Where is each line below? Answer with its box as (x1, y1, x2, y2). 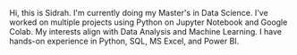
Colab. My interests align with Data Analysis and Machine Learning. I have (9, 27, 282, 36)
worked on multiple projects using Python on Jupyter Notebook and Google (9, 17, 288, 27)
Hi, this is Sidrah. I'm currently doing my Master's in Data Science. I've (9, 8, 268, 18)
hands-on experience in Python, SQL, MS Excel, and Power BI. (9, 35, 240, 46)
